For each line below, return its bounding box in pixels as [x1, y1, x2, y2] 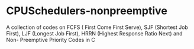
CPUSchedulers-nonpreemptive [6, 4, 167, 18]
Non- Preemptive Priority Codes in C [6, 36, 96, 43]
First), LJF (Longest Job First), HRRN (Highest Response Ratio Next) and [6, 30, 183, 37]
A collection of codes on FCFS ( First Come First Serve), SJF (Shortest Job [6, 24, 188, 31]
